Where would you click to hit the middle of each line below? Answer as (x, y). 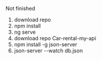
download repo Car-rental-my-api (55, 38)
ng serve (25, 32)
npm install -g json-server (46, 44)
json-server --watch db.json (48, 51)
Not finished (21, 8)
